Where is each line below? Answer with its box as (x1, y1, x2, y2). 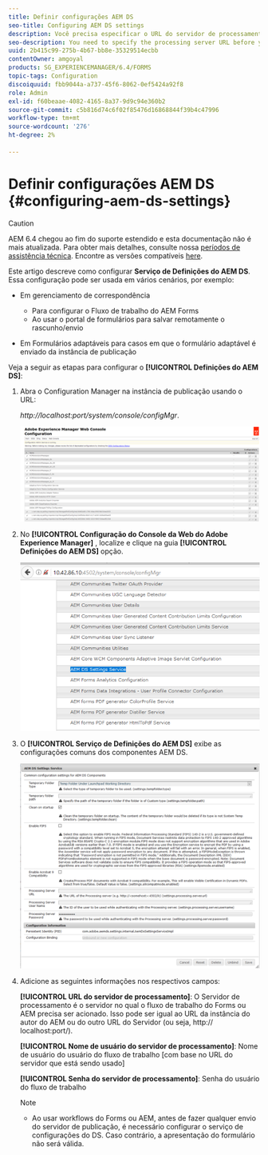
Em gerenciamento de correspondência (19, 290, 150, 300)
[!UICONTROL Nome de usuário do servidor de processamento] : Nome (19, 1041, 258, 1051)
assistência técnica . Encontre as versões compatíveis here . (8, 250, 203, 260)
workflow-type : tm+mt (8, 114, 81, 122)
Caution (8, 218, 34, 228)
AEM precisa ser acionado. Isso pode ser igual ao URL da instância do (19, 1009, 250, 1019)
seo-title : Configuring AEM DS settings (8, 21, 145, 30)
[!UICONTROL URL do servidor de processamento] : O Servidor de (19, 992, 241, 1001)
